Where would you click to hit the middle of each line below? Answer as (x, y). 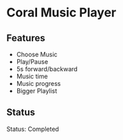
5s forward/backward (47, 69)
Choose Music (37, 54)
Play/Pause (32, 62)
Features (26, 38)
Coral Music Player (61, 13)
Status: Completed (33, 129)
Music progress (38, 83)
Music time (32, 76)
